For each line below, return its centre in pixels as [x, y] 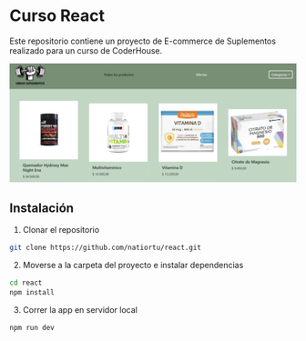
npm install [32, 292]
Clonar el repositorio [61, 229]
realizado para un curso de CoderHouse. [86, 50]
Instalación [42, 208]
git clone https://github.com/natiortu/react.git [106, 247]
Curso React [57, 16]
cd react [26, 283]
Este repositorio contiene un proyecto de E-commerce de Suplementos [143, 41]
